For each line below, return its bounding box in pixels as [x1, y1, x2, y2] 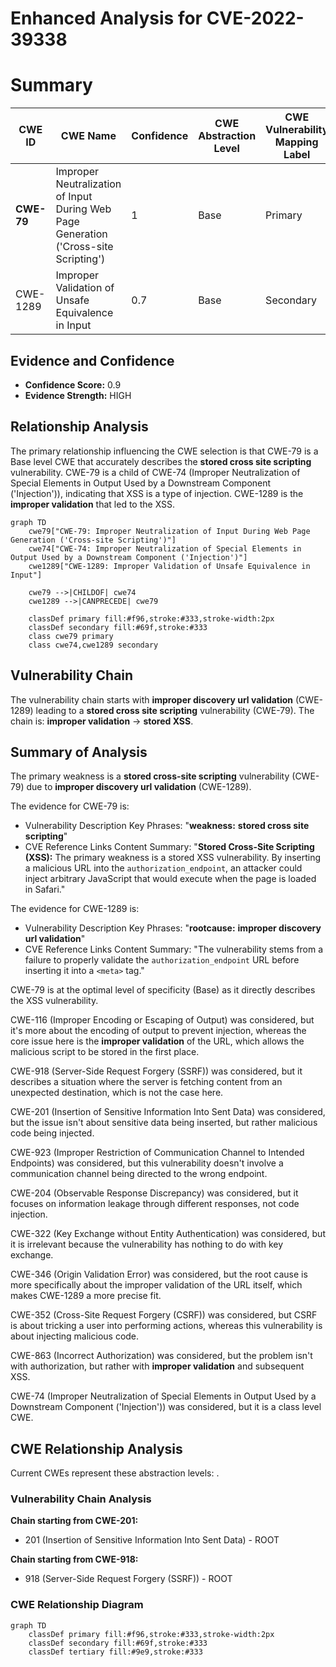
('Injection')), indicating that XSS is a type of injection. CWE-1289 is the [10, 487, 304, 499]
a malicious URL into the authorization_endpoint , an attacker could [24, 862, 303, 874]
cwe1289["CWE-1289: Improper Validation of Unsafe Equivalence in [28, 561, 311, 571]
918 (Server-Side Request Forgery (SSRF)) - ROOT [24, 1573, 233, 1585]
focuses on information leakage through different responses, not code [10, 1198, 300, 1210]
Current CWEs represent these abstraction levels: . [10, 1467, 220, 1479]
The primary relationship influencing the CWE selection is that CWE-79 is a [10, 445, 319, 457]
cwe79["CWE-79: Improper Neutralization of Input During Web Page [28, 526, 311, 536]
